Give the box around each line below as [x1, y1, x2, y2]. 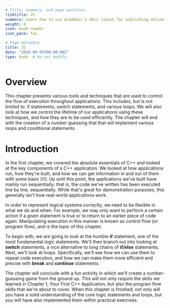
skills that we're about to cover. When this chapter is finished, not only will [5, 286, 160, 292]
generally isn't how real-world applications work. [5, 192, 108, 198]
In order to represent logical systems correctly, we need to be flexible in [5, 202, 156, 208]
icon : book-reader [5, 26, 44, 31]
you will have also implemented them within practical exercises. [5, 297, 139, 303]
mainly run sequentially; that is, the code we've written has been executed [5, 181, 161, 188]
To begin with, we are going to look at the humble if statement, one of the [5, 233, 159, 239]
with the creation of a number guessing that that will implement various [5, 120, 154, 126]
